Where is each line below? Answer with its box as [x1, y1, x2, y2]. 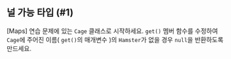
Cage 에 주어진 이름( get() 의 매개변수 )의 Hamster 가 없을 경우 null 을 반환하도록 [6, 35, 224, 44]
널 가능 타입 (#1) [6, 6, 74, 19]
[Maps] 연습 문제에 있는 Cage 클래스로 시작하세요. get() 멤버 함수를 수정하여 [6, 27, 218, 35]
